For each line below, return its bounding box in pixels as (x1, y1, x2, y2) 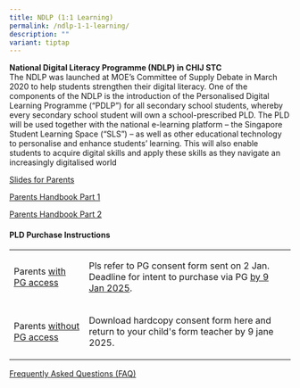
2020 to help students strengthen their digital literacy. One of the (9, 81, 248, 92)
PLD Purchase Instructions (9, 229, 111, 240)
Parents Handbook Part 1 (9, 192, 101, 202)
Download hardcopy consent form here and (88, 314, 271, 326)
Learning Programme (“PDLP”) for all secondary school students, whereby (9, 100, 284, 111)
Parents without (13, 320, 80, 333)
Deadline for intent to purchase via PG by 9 (88, 271, 270, 284)
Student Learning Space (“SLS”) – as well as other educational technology (9, 128, 283, 139)
